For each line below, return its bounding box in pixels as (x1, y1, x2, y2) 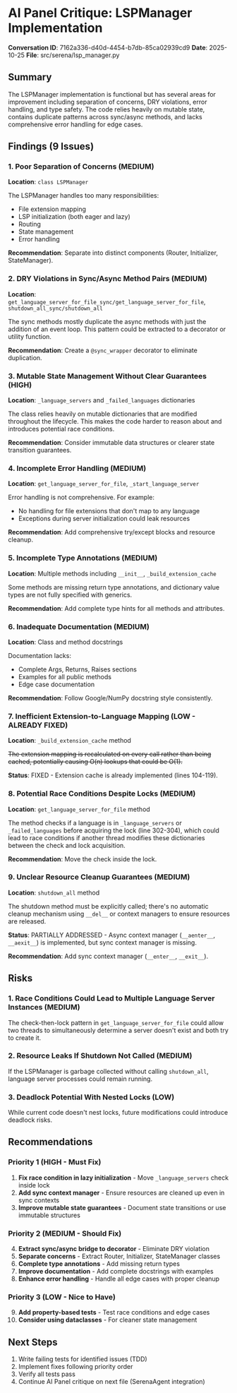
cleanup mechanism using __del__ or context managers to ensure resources (8, 909, 230, 918)
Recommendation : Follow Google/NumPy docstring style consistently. (8, 693, 213, 702)
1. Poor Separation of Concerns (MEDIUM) (8, 162, 154, 172)
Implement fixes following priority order (18, 1363, 133, 1371)
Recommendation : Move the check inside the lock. (8, 854, 157, 863)
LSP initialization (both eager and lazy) (18, 213, 130, 221)
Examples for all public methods (18, 672, 112, 681)
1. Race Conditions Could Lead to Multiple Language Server (8, 993, 215, 1003)
